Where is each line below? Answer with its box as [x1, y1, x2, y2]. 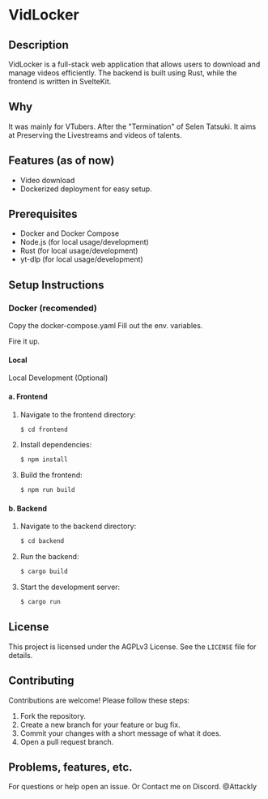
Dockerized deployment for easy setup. [19, 184, 152, 194]
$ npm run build [19, 486, 75, 494]
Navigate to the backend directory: [19, 521, 137, 532]
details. [8, 650, 33, 660]
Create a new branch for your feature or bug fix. [19, 720, 181, 729]
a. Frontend [8, 391, 49, 401]
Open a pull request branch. [19, 737, 114, 746]
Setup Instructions [8, 278, 104, 292]
